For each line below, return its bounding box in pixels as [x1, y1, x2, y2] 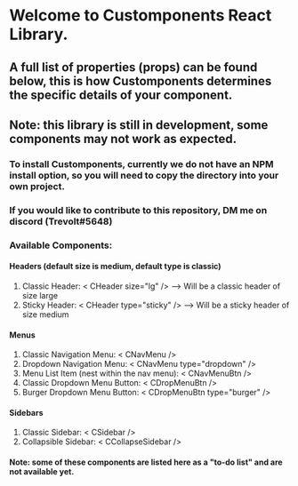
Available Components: [9, 239, 113, 251]
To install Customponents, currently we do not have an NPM [9, 157, 274, 170]
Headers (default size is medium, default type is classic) [9, 261, 221, 272]
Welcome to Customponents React [9, 5, 272, 26]
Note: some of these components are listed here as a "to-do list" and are [9, 457, 283, 467]
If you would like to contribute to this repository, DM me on [9, 203, 268, 216]
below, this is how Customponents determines [9, 73, 272, 89]
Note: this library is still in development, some [9, 117, 269, 132]
